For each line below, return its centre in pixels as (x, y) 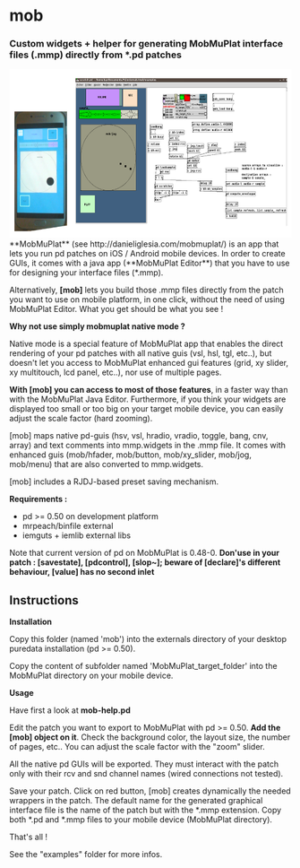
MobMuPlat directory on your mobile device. (91, 676)
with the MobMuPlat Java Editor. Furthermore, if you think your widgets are (148, 399)
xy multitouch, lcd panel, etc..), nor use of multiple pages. (116, 372)
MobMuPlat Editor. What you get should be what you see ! (116, 309)
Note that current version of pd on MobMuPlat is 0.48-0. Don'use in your (145, 553)
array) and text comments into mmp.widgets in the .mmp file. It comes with (148, 446)
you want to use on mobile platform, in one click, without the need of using (147, 299)
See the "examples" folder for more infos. (86, 855)
